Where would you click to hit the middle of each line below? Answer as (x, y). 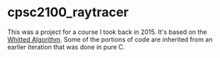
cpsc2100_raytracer (68, 12)
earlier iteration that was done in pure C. (66, 47)
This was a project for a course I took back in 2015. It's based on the (107, 32)
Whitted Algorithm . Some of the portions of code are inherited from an (110, 39)
